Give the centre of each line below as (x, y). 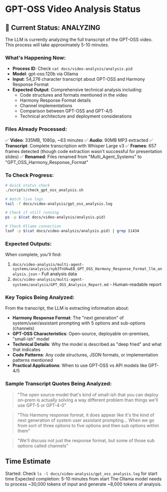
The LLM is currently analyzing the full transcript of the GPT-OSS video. (79, 39)
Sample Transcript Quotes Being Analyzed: (59, 384)
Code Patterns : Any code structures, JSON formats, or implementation (85, 355)
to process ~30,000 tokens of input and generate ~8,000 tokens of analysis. (83, 484)
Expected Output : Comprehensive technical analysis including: (77, 90)
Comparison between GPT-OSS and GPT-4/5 (66, 111)
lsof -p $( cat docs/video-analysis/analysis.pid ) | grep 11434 (72, 231)
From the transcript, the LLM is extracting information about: (67, 308)
